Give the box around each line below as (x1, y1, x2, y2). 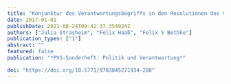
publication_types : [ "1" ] (7, 36, 81, 42)
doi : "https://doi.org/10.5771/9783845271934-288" (7, 66, 155, 74)
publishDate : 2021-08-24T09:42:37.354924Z (7, 23, 131, 29)
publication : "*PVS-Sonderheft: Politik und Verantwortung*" (7, 55, 186, 61)
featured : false (7, 48, 54, 55)
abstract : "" (7, 42, 45, 48)
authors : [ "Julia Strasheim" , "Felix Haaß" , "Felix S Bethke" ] (7, 29, 192, 36)
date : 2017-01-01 (7, 16, 57, 23)
